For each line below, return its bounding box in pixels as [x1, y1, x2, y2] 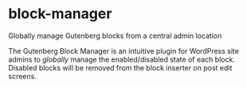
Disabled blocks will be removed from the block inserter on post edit [8, 62, 233, 72]
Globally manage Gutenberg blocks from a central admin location [8, 31, 222, 40]
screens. [8, 71, 37, 81]
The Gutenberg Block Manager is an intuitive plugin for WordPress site [8, 46, 239, 55]
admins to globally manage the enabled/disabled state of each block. [8, 55, 235, 64]
